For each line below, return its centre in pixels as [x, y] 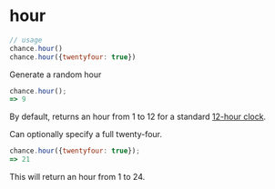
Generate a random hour [56, 75]
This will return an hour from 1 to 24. [77, 177]
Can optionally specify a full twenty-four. [86, 134]
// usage [26, 40]
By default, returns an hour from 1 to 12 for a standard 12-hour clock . [138, 117]
